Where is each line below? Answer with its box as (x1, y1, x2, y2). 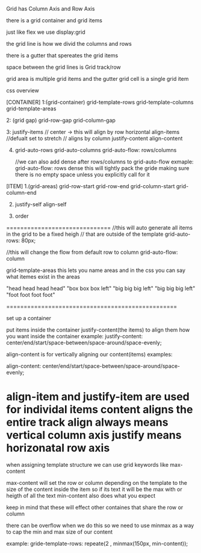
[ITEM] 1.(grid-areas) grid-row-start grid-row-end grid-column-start (6, 183, 175, 189)
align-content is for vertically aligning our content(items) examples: (6, 351, 173, 358)
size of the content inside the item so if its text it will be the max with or (6, 485, 182, 493)
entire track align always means (6, 416, 169, 429)
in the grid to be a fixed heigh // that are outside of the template (6, 230, 164, 238)
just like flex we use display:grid (6, 28, 85, 36)
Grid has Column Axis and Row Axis (6, 5, 95, 12)
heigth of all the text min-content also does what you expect (6, 491, 155, 499)
